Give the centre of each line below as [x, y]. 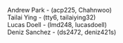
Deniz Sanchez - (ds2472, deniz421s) [62, 32]
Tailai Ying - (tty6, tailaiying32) [52, 17]
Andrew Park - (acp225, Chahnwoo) [60, 10]
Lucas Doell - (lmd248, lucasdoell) [57, 25]
